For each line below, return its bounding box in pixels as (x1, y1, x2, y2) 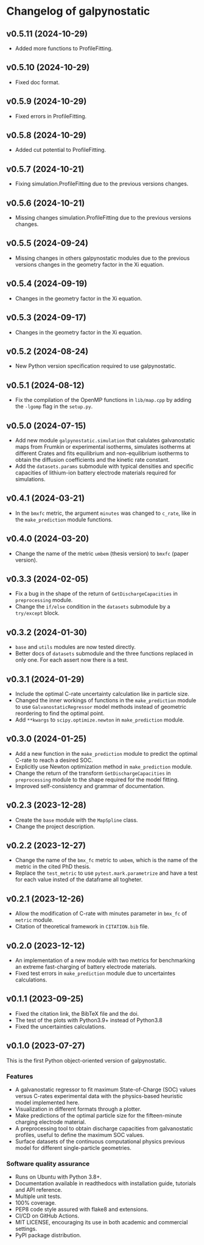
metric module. (15, 916, 54, 924)
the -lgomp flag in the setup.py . (15, 403, 93, 410)
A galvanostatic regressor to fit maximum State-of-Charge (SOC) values (15, 1086, 196, 1093)
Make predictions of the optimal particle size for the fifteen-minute (15, 1111, 183, 1119)
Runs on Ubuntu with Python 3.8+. (15, 1173, 102, 1181)
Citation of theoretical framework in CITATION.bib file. (15, 923, 149, 930)
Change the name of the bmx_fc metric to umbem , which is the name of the (15, 856, 198, 864)
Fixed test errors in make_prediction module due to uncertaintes (15, 970, 175, 977)
